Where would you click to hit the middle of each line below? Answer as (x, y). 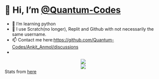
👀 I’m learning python (34, 24)
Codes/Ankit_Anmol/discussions (45, 47)
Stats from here (21, 72)
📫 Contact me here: (33, 39)
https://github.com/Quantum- (84, 39)
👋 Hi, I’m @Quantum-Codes (63, 10)
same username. (29, 34)
